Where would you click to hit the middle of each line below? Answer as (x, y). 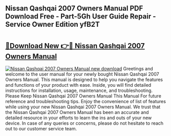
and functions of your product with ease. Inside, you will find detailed (78, 85)
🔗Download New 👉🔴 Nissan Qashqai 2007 (75, 46)
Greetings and (138, 69)
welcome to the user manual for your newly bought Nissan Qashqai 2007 (82, 74)
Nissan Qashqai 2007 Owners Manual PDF (74, 8)
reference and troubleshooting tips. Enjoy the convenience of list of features (86, 101)
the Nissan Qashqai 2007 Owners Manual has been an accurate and (77, 112)
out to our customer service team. (41, 129)
